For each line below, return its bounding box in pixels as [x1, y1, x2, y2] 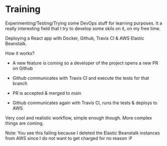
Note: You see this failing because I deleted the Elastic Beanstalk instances [5, 129, 160, 136]
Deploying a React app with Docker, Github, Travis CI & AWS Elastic [5, 35, 144, 41]
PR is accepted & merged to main [12, 90, 82, 96]
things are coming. [5, 120, 44, 126]
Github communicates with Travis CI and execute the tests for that [12, 75, 149, 81]
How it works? [5, 50, 35, 56]
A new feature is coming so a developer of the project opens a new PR [12, 60, 158, 66]
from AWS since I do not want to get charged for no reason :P [5, 135, 133, 141]
